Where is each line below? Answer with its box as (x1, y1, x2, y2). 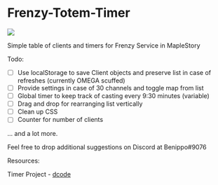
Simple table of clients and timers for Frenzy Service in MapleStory (7, 41, 201, 50)
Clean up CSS (17, 107, 58, 116)
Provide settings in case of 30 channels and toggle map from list (17, 84, 205, 92)
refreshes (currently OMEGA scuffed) (17, 76, 125, 85)
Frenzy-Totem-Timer (7, 5, 131, 21)
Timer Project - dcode (7, 170, 71, 179)
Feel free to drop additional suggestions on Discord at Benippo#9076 (7, 143, 207, 151)
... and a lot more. (7, 130, 58, 138)
